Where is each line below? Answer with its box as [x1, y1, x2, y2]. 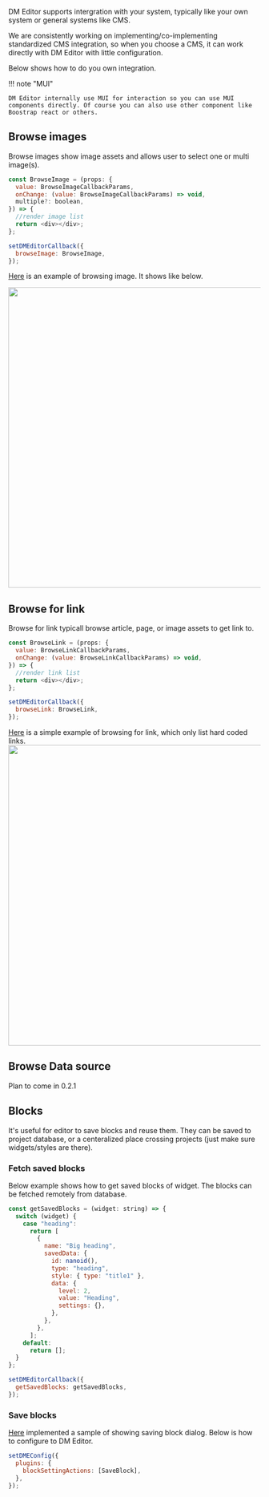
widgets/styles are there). [8, 1142, 94, 1152]
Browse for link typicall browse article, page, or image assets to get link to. [8, 623, 255, 633]
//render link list [15, 668, 81, 676]
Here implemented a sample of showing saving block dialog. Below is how [8, 1428, 253, 1438]
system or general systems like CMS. [8, 15, 130, 25]
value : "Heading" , [58, 1294, 120, 1302]
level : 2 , [58, 1286, 91, 1295]
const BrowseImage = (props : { [8, 176, 113, 184]
